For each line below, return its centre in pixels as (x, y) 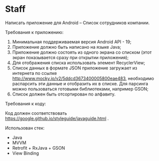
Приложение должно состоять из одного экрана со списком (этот (82, 52)
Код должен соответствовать (36, 113)
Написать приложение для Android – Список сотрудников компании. (77, 23)
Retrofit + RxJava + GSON (39, 148)
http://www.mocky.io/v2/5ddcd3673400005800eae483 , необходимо (83, 78)
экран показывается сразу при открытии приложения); (70, 57)
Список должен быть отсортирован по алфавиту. (64, 94)
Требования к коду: (26, 103)
